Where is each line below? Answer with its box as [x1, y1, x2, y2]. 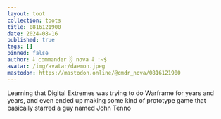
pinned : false [7, 50, 49, 57]
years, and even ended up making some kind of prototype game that [7, 96, 206, 104]
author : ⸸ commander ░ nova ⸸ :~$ [7, 56, 107, 63]
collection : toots [7, 17, 61, 24]
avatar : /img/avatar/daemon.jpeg [7, 63, 106, 70]
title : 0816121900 [7, 23, 61, 30]
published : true [7, 37, 55, 44]
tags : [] [7, 43, 33, 50]
